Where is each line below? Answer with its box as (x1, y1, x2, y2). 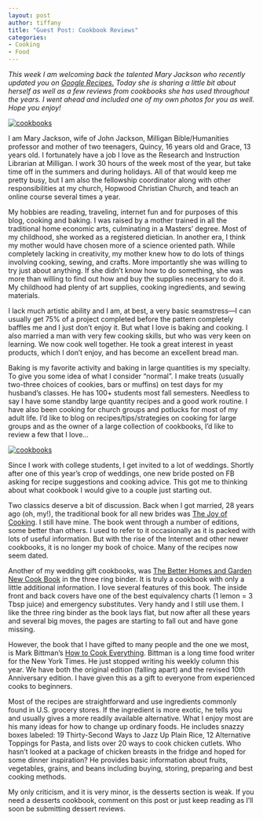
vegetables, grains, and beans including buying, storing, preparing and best (8, 764, 254, 773)
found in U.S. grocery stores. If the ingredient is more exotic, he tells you (8, 705, 243, 714)
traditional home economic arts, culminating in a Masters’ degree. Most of (8, 224, 247, 233)
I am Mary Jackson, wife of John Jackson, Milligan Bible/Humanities (8, 134, 229, 142)
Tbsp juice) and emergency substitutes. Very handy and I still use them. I (8, 599, 244, 609)
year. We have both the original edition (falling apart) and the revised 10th (8, 665, 246, 674)
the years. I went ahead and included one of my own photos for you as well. (8, 95, 255, 104)
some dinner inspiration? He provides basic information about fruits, (8, 756, 228, 764)
